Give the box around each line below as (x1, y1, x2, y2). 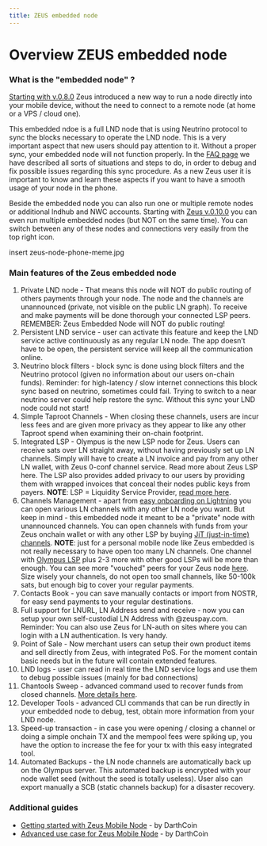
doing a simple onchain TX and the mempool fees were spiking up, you (20, 732, 253, 741)
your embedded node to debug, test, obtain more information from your (20, 706, 255, 716)
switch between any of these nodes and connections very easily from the (9, 224, 249, 234)
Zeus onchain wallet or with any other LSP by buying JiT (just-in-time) (20, 530, 250, 539)
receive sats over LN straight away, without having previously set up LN (20, 446, 255, 455)
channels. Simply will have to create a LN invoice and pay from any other (20, 454, 258, 464)
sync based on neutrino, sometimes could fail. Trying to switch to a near (20, 386, 257, 396)
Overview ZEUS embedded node (9, 45, 228, 63)
